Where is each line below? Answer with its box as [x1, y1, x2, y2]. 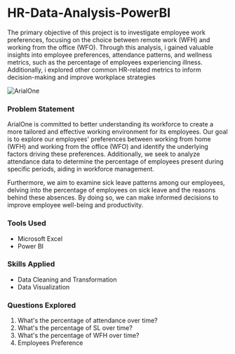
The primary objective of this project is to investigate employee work [7, 28, 206, 37]
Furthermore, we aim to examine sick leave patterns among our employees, [7, 178, 226, 187]
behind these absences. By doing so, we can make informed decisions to [7, 193, 219, 202]
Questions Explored [7, 300, 76, 310]
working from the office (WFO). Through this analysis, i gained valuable [7, 43, 214, 51]
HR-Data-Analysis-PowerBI [7, 5, 171, 21]
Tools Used [7, 218, 47, 228]
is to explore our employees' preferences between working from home [7, 135, 212, 143]
